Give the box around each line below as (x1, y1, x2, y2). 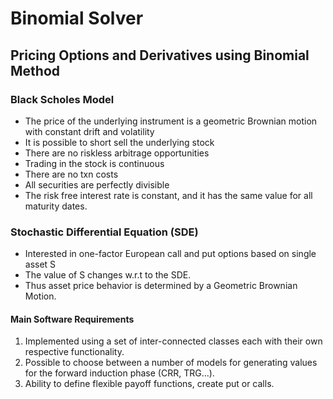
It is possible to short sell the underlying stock (24, 136, 215, 148)
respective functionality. (24, 346, 125, 358)
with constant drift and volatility (24, 125, 155, 137)
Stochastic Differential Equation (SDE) (10, 225, 199, 239)
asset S (24, 258, 57, 271)
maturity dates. (24, 200, 88, 212)
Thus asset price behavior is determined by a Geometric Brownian (24, 280, 298, 292)
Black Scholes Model (10, 92, 115, 106)
